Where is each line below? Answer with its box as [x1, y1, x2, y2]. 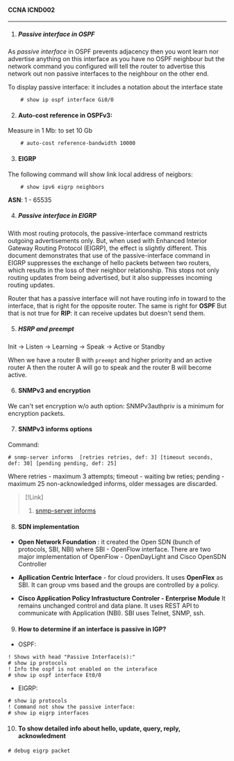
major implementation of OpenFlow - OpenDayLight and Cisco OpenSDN [17, 553, 226, 561]
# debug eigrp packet [8, 747, 71, 754]
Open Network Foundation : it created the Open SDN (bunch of [17, 538, 201, 546]
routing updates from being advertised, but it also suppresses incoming [8, 273, 212, 281]
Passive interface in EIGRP [17, 212, 97, 220]
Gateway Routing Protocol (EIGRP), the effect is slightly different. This [8, 244, 207, 252]
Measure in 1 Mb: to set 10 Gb [8, 126, 93, 135]
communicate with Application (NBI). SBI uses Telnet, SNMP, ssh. [17, 609, 206, 617]
